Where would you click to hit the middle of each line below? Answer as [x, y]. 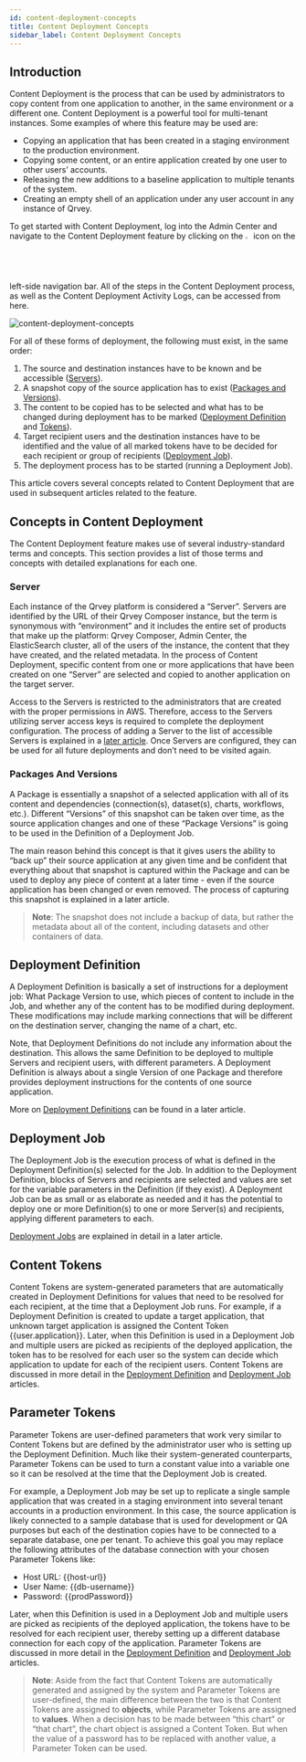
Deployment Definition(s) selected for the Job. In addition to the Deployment [153, 1170]
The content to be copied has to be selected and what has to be [143, 407]
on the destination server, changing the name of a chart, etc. [123, 1026]
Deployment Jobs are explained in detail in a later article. [116, 1236]
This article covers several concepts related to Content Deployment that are [152, 483]
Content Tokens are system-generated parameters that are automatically [147, 1287]
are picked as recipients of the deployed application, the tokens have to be [150, 1623]
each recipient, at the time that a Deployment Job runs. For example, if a [145, 1306]
